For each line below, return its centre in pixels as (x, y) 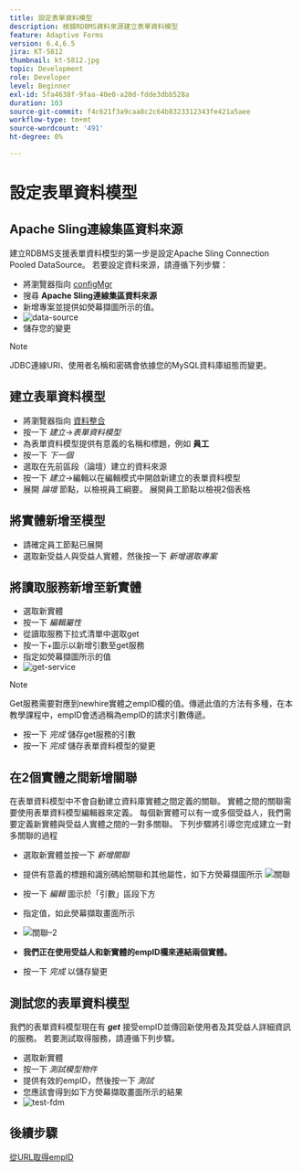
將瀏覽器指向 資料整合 (64, 420)
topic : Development (47, 69)
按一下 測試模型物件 (60, 1069)
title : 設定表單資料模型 (51, 18)
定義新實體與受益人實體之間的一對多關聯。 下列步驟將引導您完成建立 (146, 825)
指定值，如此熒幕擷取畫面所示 (78, 913)
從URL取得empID (42, 1156)
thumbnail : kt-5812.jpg (55, 60)
